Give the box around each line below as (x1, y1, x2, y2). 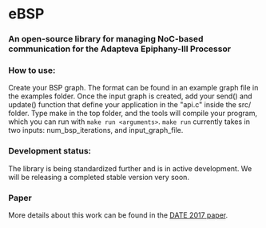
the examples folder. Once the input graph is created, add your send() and (8, 91, 252, 101)
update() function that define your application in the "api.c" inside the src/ (8, 100, 252, 110)
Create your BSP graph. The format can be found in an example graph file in (8, 83, 259, 93)
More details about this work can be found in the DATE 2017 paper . (8, 210, 228, 220)
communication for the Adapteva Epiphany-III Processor (8, 43, 232, 54)
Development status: (8, 146, 92, 157)
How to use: (8, 65, 56, 76)
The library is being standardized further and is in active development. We (8, 163, 252, 173)
